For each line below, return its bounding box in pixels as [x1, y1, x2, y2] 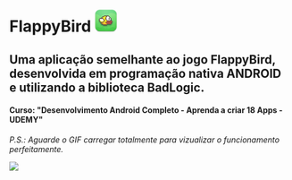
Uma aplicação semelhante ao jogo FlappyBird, [9, 52, 276, 67]
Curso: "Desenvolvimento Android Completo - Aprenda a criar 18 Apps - [9, 105, 283, 116]
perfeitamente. [9, 143, 64, 154]
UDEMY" [9, 115, 43, 125]
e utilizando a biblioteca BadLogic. [9, 80, 205, 95]
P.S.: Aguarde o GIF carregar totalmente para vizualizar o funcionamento [9, 134, 279, 145]
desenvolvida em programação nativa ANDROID [9, 65, 281, 81]
